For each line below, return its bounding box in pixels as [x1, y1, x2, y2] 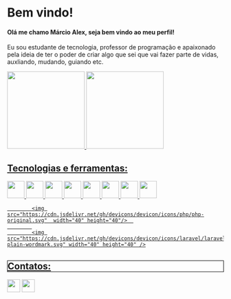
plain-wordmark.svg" [7, 241, 67, 248]
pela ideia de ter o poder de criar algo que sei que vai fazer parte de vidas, [7, 50, 219, 59]
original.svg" [7, 217, 48, 224]
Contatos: [8, 260, 52, 272]
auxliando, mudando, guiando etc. [7, 58, 104, 66]
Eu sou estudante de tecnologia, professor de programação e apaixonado [7, 43, 216, 52]
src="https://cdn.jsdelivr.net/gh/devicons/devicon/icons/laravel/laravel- [7, 235, 229, 242]
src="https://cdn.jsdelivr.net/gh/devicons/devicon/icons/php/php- [7, 211, 205, 218]
